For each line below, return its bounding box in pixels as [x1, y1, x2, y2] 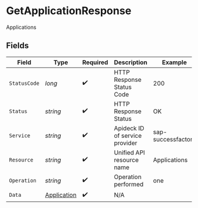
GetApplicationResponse [6, 4, 131, 18]
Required [82, 58, 108, 66]
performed [114, 180, 144, 188]
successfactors [153, 135, 196, 143]
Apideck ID [114, 124, 144, 132]
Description [114, 58, 148, 66]
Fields [6, 41, 29, 51]
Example [161, 58, 187, 66]
